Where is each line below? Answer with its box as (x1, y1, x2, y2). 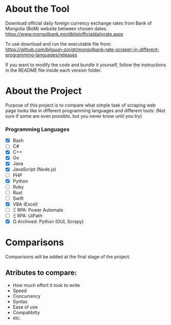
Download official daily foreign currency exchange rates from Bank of (5, 20, 152, 26)
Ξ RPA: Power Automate (12, 207, 63, 213)
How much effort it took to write (12, 282, 80, 288)
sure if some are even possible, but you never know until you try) (5, 113, 142, 119)
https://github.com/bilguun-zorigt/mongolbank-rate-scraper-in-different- (5, 46, 160, 52)
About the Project (5, 85, 82, 97)
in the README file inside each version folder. (5, 67, 102, 73)
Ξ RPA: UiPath (12, 212, 42, 218)
